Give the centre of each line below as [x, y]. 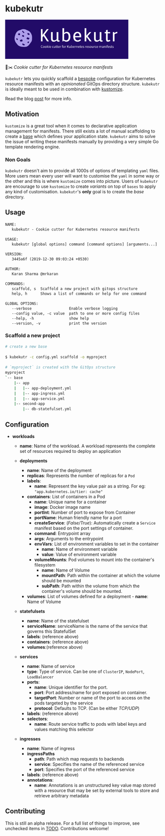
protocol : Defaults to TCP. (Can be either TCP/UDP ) [87, 708]
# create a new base [26, 347]
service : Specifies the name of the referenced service [89, 764]
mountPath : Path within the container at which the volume [101, 575]
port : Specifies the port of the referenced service [84, 770]
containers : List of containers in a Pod [66, 497]
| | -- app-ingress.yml [39, 394]
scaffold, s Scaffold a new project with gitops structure [75, 289]
